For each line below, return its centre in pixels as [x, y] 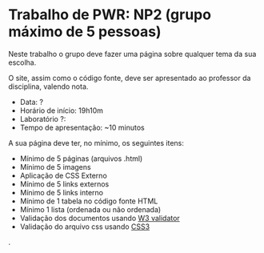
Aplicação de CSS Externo [64, 175]
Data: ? [32, 102]
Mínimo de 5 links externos [64, 184]
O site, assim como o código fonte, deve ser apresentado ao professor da [130, 78]
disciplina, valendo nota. [48, 86]
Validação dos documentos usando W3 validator [100, 218]
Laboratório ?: [43, 118]
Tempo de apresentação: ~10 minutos [82, 127]
